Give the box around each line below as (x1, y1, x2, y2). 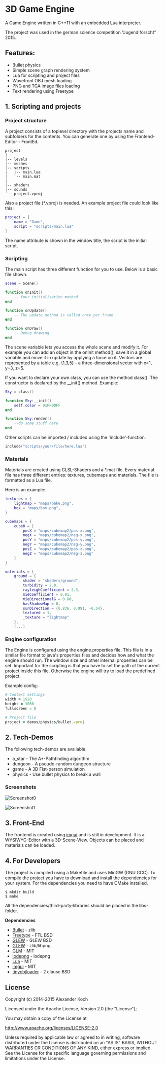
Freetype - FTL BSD (12, 932, 53, 938)
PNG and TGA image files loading (12, 83, 80, 89)
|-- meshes (5, 161, 28, 166)
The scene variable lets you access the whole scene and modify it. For (5, 344, 149, 350)
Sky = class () (5, 389, 34, 394)
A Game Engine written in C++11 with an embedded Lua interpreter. (5, 20, 141, 26)
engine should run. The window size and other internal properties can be (5, 657, 153, 663)
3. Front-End (5, 819, 44, 827)
